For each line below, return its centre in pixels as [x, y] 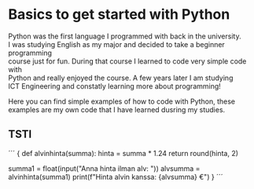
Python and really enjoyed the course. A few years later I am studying [121, 78]
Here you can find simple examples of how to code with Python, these [122, 101]
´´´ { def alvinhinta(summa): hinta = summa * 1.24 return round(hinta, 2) [123, 153]
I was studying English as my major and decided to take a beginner [117, 44]
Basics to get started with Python [119, 15]
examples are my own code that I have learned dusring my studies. [117, 109]
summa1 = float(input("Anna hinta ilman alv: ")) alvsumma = [104, 168]
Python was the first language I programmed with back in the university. [125, 36]
